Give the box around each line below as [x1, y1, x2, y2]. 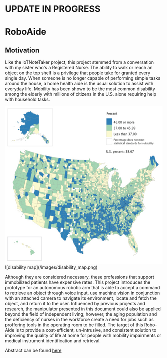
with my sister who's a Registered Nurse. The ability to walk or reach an [5, 65, 153, 71]
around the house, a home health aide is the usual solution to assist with [5, 81, 154, 87]
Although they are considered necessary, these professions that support [5, 274, 155, 280]
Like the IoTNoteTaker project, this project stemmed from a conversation [5, 59, 154, 65]
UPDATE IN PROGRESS [5, 3, 101, 15]
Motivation [5, 46, 40, 54]
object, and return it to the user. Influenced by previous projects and [5, 301, 146, 307]
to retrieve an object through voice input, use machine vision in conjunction [5, 290, 160, 296]
